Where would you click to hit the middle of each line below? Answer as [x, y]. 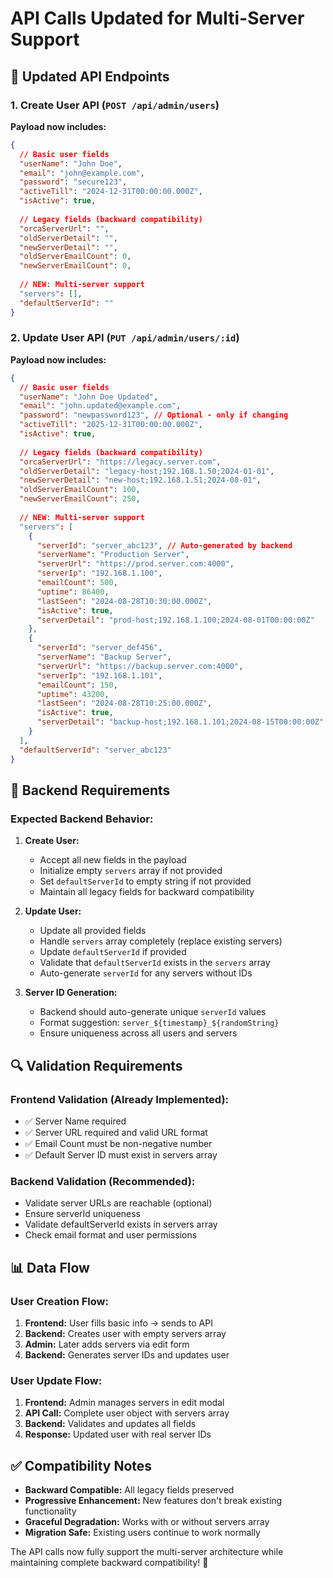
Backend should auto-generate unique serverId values [153, 1012]
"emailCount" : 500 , [77, 583]
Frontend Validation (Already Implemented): [120, 1099]
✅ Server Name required [75, 1121]
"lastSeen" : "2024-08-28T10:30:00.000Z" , [124, 601]
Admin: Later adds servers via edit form [107, 1344]
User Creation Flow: [59, 1301]
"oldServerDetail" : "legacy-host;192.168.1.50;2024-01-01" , [147, 471]
